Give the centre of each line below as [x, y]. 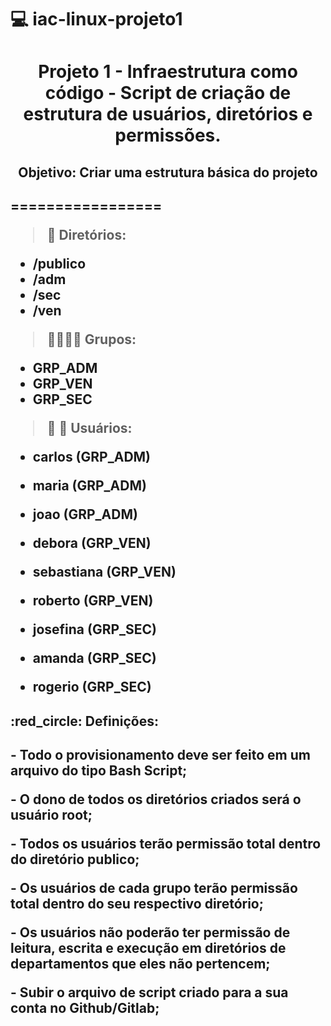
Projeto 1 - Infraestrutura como [168, 72]
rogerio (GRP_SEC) [92, 687]
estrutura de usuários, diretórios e [168, 114]
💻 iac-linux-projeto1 [96, 19]
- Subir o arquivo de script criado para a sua [149, 992]
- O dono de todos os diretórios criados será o [156, 799]
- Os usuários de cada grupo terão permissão [154, 887]
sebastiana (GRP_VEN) [104, 572]
